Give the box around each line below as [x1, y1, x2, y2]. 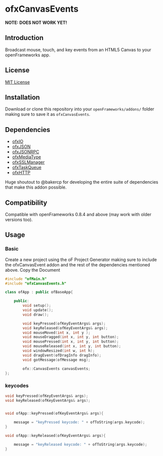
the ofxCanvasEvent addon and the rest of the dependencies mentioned [5, 261, 150, 267]
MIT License [5, 79, 30, 85]
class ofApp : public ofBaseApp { [5, 290, 73, 295]
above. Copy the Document [5, 267, 61, 273]
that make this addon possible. [5, 184, 67, 190]
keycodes [5, 382, 29, 389]
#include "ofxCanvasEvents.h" [5, 281, 67, 286]
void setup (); [22, 303, 51, 308]
